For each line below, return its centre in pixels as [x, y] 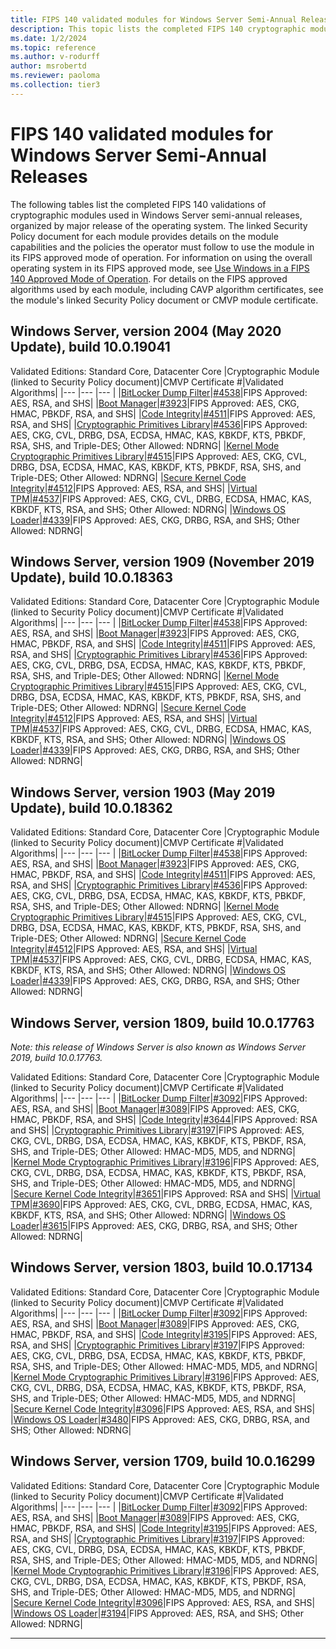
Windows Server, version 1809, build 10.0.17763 [162, 1022]
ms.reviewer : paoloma [55, 76]
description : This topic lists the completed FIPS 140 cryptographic [158, 29]
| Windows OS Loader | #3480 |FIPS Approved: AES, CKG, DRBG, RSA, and [160, 1419]
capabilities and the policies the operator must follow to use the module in [162, 247]
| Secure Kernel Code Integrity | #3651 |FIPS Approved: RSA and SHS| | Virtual [165, 1193]
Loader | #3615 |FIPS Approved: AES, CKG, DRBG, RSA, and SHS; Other [154, 1225]
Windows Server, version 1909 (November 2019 [162, 561]
